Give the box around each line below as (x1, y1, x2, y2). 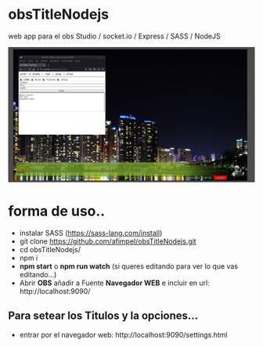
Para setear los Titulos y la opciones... (8, 309, 199, 323)
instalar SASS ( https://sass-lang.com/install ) (19, 228, 163, 237)
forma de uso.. (8, 202, 106, 220)
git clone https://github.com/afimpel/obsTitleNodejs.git (19, 237, 197, 246)
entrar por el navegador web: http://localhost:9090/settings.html (19, 330, 228, 339)
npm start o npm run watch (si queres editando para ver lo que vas (19, 261, 239, 271)
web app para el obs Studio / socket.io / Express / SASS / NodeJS (8, 31, 221, 41)
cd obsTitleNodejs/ (19, 244, 81, 254)
